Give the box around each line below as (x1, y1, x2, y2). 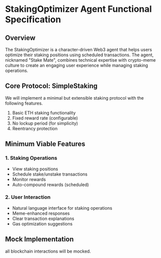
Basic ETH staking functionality (12, 110, 76, 115)
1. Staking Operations (5, 154, 58, 161)
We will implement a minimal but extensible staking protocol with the (5, 95, 144, 101)
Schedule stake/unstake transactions (12, 171, 88, 177)
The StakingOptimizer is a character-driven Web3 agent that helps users (5, 47, 152, 52)
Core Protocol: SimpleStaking (5, 82, 97, 90)
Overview (5, 34, 36, 42)
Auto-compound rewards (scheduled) (12, 182, 89, 187)
